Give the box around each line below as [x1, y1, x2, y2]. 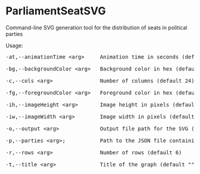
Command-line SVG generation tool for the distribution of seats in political [5, 24, 187, 31]
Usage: [5, 42, 23, 49]
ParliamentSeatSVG [5, 4, 106, 18]
